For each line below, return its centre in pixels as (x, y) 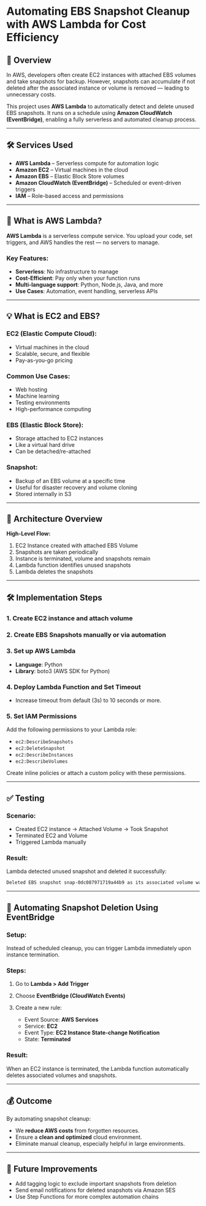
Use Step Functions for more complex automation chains (87, 1197)
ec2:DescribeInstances (44, 755)
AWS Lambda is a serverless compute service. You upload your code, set (100, 235)
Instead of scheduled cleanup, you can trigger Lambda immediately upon (99, 948)
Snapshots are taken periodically (57, 552)
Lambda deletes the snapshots (54, 572)
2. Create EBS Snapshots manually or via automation (86, 634)
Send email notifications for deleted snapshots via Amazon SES (95, 1190)
